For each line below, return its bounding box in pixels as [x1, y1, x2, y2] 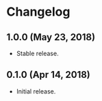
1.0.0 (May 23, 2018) [6, 31, 96, 43]
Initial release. [16, 87, 56, 96]
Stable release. [16, 49, 59, 57]
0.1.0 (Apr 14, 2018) [6, 69, 90, 81]
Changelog [6, 4, 71, 20]
